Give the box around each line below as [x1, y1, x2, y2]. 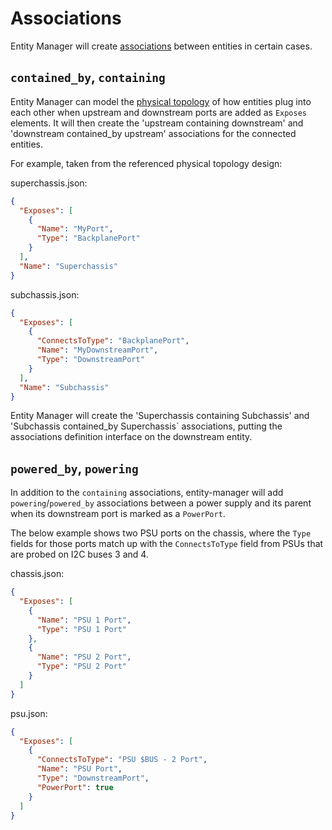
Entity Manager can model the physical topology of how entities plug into [10, 95, 312, 107]
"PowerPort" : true [36, 782, 114, 792]
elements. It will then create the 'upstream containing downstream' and [10, 117, 304, 129]
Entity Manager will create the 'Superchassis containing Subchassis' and [10, 410, 310, 422]
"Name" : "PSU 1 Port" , [36, 615, 132, 625]
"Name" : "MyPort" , [36, 224, 114, 234]
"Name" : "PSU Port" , [36, 764, 123, 774]
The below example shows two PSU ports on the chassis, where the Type [10, 527, 312, 539]
